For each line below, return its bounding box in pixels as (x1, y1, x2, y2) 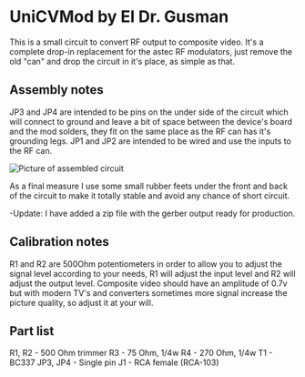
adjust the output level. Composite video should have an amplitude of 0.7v (9, 278, 289, 289)
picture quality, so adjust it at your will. (9, 297, 154, 308)
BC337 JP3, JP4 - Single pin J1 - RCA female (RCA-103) (9, 357, 220, 368)
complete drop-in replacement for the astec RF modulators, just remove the (9, 46, 293, 56)
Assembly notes (9, 82, 105, 97)
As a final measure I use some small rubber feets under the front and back (9, 180, 289, 191)
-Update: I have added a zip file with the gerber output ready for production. (9, 208, 296, 219)
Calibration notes (9, 234, 109, 250)
